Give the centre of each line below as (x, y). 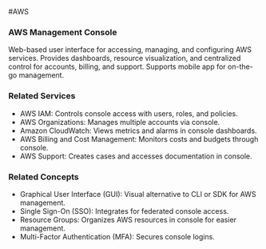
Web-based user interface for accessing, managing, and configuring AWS (130, 50)
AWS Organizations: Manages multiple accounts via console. (120, 122)
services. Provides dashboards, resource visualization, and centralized (125, 58)
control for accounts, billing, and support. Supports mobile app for (117, 66)
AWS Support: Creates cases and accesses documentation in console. (136, 156)
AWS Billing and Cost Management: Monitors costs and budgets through (139, 139)
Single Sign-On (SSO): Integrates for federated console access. (124, 211)
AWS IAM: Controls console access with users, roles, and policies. (129, 113)
